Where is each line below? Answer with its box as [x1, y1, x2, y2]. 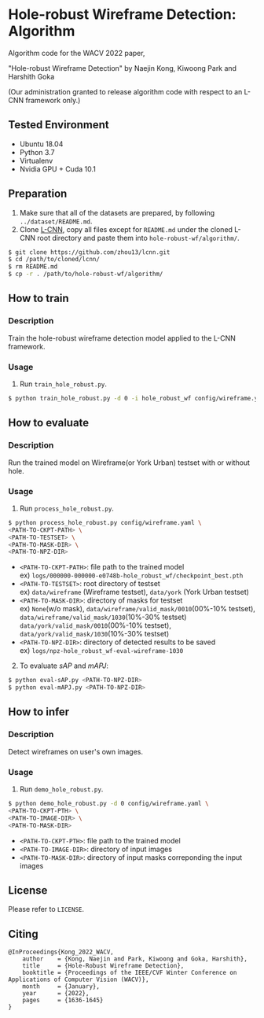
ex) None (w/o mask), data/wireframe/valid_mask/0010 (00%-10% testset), [19, 604, 255, 614]
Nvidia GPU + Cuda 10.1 [19, 164, 96, 174]
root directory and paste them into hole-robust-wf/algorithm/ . [37, 233, 240, 242]
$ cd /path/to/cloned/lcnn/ [8, 256, 101, 264]
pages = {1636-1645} [22, 997, 104, 1005]
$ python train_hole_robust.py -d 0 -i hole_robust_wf [8, 395, 192, 403]
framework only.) [25, 95, 81, 105]
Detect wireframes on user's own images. [8, 747, 144, 756]
